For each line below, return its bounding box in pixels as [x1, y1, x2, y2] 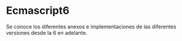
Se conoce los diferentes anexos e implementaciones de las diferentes [6, 23, 177, 30]
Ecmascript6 [6, 4, 70, 17]
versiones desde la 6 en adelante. [6, 29, 88, 36]
